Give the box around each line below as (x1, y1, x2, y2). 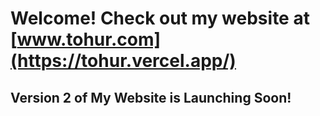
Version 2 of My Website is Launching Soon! (10, 89, 292, 106)
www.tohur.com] (16, 28, 162, 51)
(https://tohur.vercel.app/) (10, 50, 237, 72)
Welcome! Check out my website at (10, 7, 310, 30)
